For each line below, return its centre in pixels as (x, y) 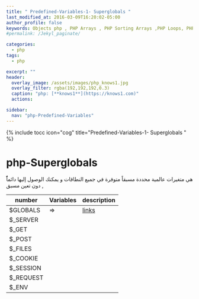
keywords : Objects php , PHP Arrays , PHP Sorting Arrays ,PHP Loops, (95, 28)
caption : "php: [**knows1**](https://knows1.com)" (75, 94)
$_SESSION (25, 268)
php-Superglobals (52, 162)
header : (16, 77)
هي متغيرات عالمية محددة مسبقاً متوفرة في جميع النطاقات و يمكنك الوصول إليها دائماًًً (99, 179)
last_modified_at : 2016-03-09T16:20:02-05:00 (63, 17)
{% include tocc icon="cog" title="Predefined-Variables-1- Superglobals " (96, 132)
